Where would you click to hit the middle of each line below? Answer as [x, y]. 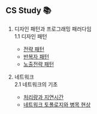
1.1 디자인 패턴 [31, 36]
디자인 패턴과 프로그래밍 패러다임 [53, 29]
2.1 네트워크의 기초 [36, 84]
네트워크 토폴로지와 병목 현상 [57, 104]
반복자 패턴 [36, 56]
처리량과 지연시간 [43, 97]
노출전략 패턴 [39, 64]
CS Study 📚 [28, 10]
